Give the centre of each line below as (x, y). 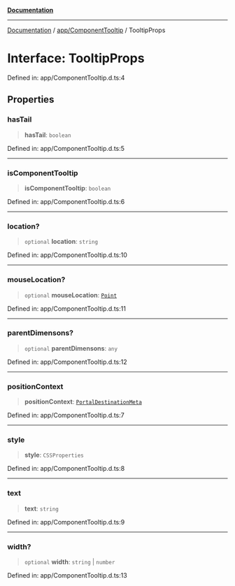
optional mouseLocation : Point (71, 295)
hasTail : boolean (48, 135)
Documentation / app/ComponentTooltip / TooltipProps (86, 30)
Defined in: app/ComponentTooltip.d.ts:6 (66, 201)
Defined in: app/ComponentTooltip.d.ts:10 (67, 255)
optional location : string (61, 242)
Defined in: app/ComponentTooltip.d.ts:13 (67, 575)
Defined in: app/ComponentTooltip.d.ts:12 (67, 362)
